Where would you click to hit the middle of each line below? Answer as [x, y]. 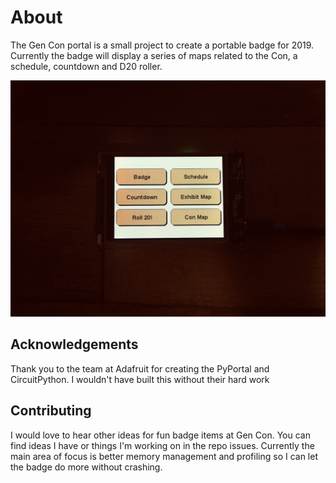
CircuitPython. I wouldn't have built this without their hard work [140, 379]
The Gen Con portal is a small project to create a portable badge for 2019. [162, 45]
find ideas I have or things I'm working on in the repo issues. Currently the [162, 445]
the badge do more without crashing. [86, 467]
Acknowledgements [74, 344]
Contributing [51, 411]
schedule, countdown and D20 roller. [86, 66]
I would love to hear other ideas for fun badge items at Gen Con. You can [160, 435]
